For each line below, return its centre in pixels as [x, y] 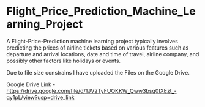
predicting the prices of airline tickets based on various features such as [98, 48]
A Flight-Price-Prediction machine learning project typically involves [92, 41]
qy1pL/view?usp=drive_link [40, 97]
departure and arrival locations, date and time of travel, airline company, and [103, 54]
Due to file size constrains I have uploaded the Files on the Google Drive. [98, 72]
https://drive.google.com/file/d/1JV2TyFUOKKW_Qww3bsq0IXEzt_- [92, 90]
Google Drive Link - [31, 84]
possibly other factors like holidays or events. [64, 61]
